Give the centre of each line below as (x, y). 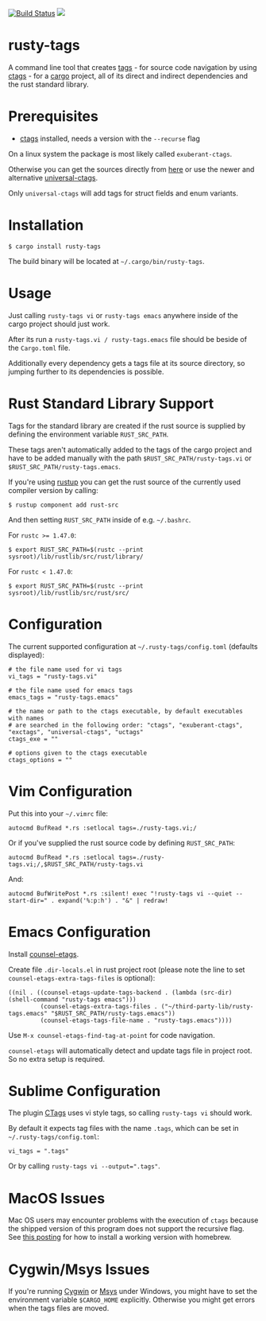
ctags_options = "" (40, 760)
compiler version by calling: (53, 490)
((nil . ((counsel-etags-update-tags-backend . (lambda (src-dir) (120, 993)
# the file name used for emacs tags (71, 690)
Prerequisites (54, 117)
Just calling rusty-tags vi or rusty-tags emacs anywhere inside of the (123, 315)
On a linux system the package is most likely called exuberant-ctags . (120, 153)
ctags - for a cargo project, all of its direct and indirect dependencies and (128, 76)
